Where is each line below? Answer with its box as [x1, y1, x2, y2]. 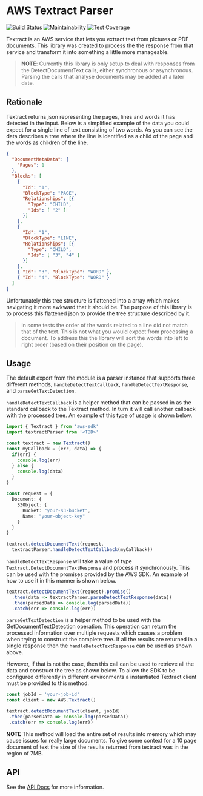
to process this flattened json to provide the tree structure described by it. [6, 310, 191, 317]
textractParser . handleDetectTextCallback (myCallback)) [12, 547, 153, 553]
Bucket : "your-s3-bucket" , [22, 507, 91, 513]
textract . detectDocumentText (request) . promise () [6, 589, 131, 595]
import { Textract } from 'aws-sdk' [6, 424, 99, 430]
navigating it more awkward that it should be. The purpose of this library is [6, 303, 192, 310]
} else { [12, 463, 34, 469]
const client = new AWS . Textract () [6, 697, 96, 703]
